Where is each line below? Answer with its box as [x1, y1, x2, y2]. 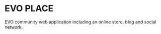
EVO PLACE [4, 3, 54, 14]
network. [4, 24, 23, 30]
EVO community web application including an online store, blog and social [4, 19, 157, 25]
